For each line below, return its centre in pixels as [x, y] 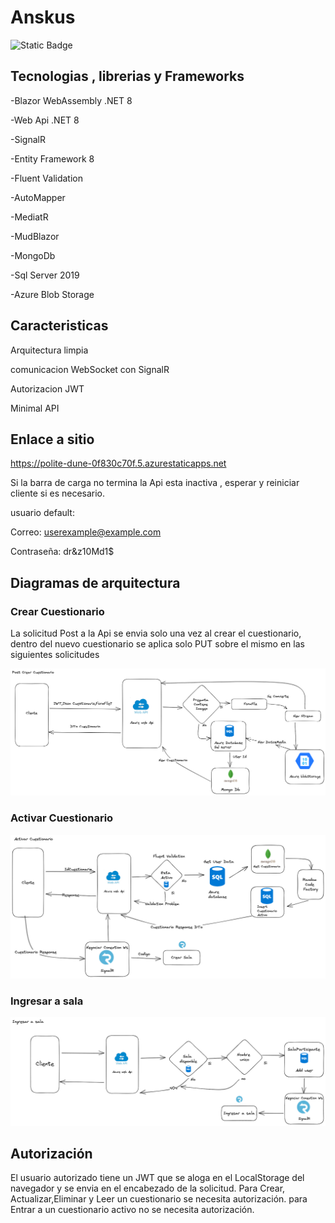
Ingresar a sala [47, 1001]
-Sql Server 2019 [45, 275]
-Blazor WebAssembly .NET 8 [71, 100]
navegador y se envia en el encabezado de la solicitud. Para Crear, [148, 1188]
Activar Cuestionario [62, 818]
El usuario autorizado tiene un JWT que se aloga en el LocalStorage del [157, 1178]
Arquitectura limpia [49, 350]
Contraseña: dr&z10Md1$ [62, 552]
